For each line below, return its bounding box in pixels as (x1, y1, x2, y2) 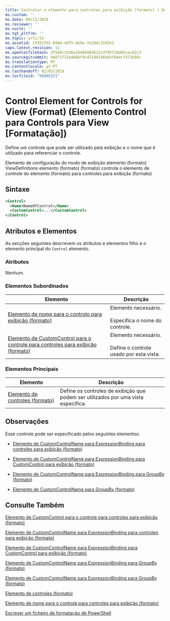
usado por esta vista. (110, 351, 160, 358)
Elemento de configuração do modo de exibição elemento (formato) (5, 159, 147, 165)
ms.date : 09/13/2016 (5, 17, 49, 22)
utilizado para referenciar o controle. (5, 150, 81, 156)
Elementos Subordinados (5, 283, 69, 290)
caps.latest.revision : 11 (5, 45, 60, 50)
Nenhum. (5, 270, 24, 276)
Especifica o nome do (110, 317, 162, 324)
